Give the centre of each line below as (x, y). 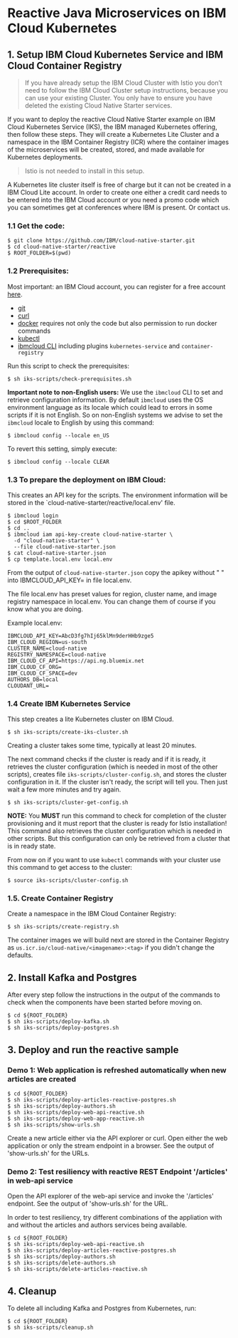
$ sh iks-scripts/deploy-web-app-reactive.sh (76, 1119)
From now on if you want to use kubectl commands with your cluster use (114, 860)
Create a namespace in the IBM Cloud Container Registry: (92, 914)
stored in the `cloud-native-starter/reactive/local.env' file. (91, 502)
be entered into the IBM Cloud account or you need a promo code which (113, 200)
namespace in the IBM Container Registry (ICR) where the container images (118, 142)
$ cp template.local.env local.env (60, 559)
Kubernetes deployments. (45, 157)
